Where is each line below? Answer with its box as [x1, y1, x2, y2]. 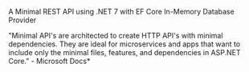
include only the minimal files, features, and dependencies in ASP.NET [8, 48, 241, 57]
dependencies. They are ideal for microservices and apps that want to [8, 39, 241, 49]
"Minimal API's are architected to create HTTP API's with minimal [8, 31, 223, 40]
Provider [8, 15, 37, 25]
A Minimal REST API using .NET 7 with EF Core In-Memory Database [8, 7, 235, 16]
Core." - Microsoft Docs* [8, 56, 91, 66]
